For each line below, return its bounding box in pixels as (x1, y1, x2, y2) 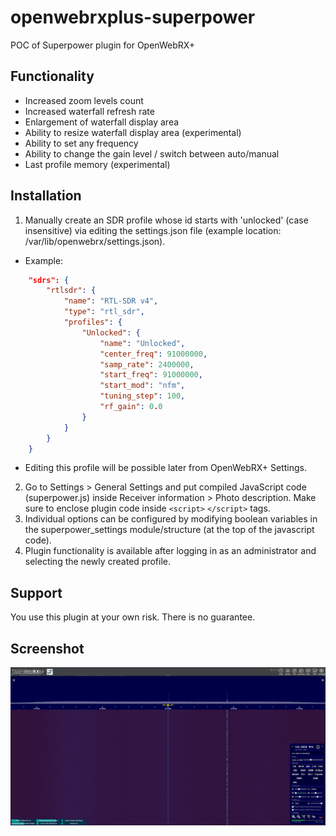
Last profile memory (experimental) (24, 158, 171, 170)
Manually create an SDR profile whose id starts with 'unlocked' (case (24, 214, 309, 226)
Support (10, 584, 63, 601)
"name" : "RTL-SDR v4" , (63, 296, 159, 306)
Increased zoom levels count (24, 94, 144, 106)
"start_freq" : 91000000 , (99, 370, 203, 380)
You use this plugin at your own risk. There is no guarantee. (10, 611, 256, 623)
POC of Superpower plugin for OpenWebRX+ (10, 39, 196, 51)
